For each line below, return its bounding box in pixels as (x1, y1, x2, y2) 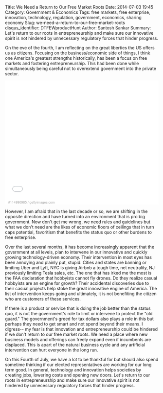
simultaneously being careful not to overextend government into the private (5, 66, 157, 71)
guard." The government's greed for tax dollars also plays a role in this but (5, 316, 154, 322)
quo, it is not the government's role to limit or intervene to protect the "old (5, 311, 153, 316)
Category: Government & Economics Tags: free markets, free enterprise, (5, 9, 150, 15)
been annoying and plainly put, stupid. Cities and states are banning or (5, 259, 147, 265)
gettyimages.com (29, 199, 55, 205)
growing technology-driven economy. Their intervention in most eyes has (5, 254, 152, 260)
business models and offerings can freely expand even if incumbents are (5, 337, 151, 342)
